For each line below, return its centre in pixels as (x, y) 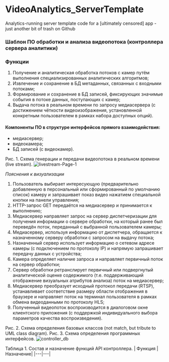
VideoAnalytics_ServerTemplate (74, 9)
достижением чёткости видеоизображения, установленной (77, 110)
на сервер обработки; (36, 264)
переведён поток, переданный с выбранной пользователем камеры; (87, 227)
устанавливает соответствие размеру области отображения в (80, 291)
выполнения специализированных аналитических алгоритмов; (80, 78)
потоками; (24, 89)
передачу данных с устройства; (47, 254)
